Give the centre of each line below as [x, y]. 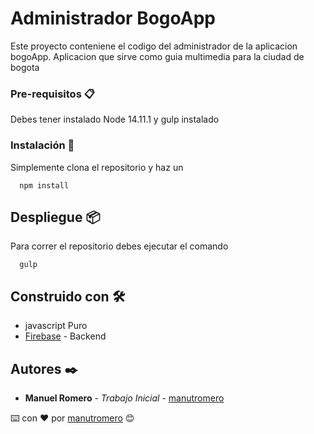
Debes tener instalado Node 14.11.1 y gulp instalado [115, 119]
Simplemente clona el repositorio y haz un [97, 167]
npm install [44, 185]
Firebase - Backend [65, 336]
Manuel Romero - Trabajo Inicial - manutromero [124, 398]
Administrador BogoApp [113, 18]
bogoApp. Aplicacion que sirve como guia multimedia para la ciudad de [157, 56]
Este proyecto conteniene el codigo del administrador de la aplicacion [154, 46]
